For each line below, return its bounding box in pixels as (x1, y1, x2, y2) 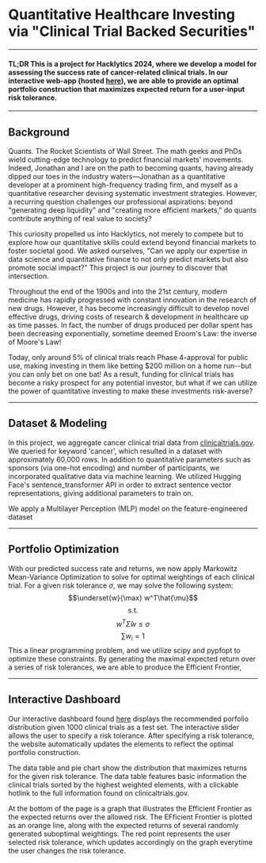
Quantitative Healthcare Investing (8, 6, 236, 24)
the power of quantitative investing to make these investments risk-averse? (8, 386, 253, 396)
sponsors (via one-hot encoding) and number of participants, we (8, 462, 220, 473)
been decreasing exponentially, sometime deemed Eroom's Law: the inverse (8, 328, 257, 338)
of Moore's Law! (8, 337, 62, 347)
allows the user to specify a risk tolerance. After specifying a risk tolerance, (8, 731, 255, 740)
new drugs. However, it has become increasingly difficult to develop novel (8, 303, 249, 313)
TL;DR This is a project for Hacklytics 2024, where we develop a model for (8, 59, 257, 68)
